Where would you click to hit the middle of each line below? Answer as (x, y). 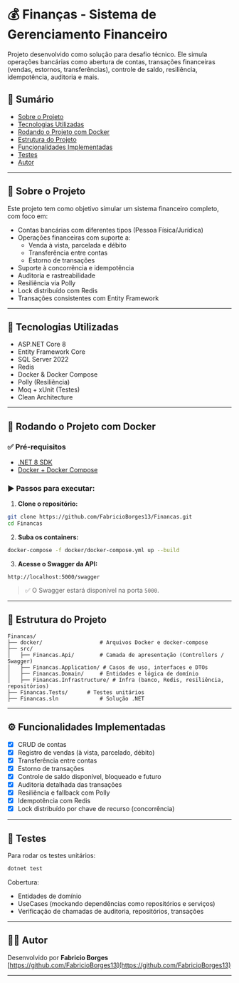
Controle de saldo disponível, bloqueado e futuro (89, 776)
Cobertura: (23, 882)
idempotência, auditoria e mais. (53, 77)
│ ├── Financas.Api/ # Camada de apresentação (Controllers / (116, 655)
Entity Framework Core (51, 352)
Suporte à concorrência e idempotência (76, 268)
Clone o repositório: (48, 504)
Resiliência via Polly (47, 282)
